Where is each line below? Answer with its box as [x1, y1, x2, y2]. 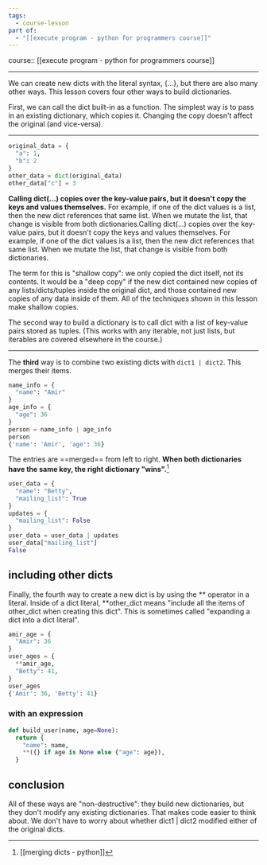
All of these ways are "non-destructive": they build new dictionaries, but [8, 799, 245, 809]
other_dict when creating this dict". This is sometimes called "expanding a [8, 606, 250, 616]
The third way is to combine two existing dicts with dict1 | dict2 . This [8, 357, 242, 367]
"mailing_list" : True [15, 494, 87, 502]
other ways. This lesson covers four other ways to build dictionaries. [8, 87, 232, 96]
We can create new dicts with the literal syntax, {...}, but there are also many [8, 79, 258, 88]
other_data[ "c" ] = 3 [8, 179, 77, 187]
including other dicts [8, 568, 114, 582]
